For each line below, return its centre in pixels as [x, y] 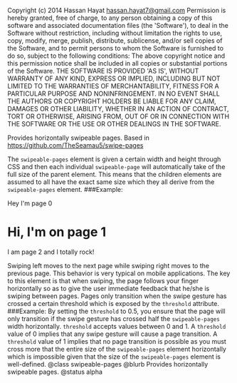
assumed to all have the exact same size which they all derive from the [111, 182]
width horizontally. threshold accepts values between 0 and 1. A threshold [117, 326]
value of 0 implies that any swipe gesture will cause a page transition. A [112, 334]
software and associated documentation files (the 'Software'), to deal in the [118, 25]
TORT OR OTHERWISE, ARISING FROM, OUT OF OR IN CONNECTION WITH [118, 116]
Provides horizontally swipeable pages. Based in [78, 138]
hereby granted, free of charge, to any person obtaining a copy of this [110, 18]
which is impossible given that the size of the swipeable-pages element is [114, 357]
